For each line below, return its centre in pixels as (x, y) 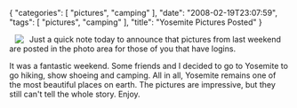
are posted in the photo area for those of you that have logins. (123, 49)
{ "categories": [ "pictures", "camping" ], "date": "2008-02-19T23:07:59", (144, 13)
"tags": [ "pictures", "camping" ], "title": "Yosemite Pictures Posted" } (136, 22)
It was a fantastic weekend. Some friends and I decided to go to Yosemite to (149, 66)
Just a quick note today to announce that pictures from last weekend (156, 39)
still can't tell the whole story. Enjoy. (75, 94)
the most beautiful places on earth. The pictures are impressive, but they (142, 85)
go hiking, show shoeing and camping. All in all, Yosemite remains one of (143, 75)
